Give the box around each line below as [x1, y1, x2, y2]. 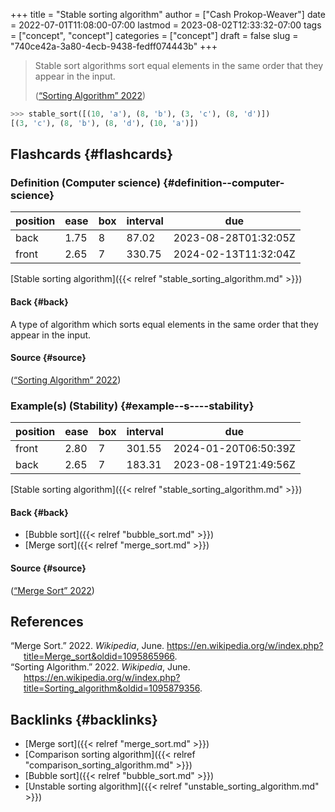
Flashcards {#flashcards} [10, 146, 173, 163]
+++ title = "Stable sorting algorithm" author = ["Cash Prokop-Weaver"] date [10, 9, 326, 20]
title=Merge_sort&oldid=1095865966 [23, 650, 175, 663]
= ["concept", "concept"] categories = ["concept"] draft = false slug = [10, 30, 299, 41]
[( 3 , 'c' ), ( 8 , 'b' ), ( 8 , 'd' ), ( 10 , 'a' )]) [10, 118, 199, 128]
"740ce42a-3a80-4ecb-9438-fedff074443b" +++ [10, 40, 218, 52]
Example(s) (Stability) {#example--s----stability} [10, 399, 255, 413]
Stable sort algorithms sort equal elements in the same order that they [34, 60, 324, 71]
